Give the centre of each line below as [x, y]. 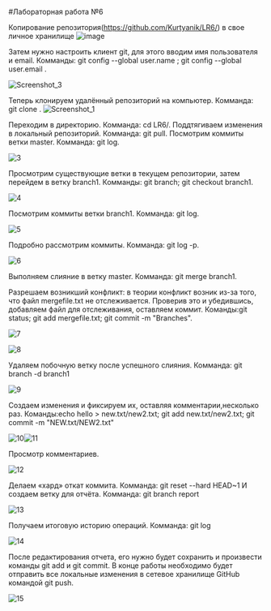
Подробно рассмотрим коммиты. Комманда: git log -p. [104, 245]
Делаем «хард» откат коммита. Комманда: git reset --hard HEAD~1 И [128, 485]
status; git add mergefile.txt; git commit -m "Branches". [100, 318]
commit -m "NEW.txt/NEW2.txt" [61, 422]
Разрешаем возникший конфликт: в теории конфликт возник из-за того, [133, 292]
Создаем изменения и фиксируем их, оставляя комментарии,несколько [133, 405]
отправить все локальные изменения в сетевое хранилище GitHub [124, 574]
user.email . [28, 69]
